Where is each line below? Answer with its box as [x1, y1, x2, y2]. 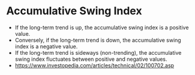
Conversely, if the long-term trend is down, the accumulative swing [14, 36, 181, 43]
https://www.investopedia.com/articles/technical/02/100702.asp [14, 61, 175, 69]
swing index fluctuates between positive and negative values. [14, 55, 167, 62]
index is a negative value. [14, 43, 78, 50]
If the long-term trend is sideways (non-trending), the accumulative [14, 49, 182, 56]
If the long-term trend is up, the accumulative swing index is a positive [14, 24, 189, 31]
